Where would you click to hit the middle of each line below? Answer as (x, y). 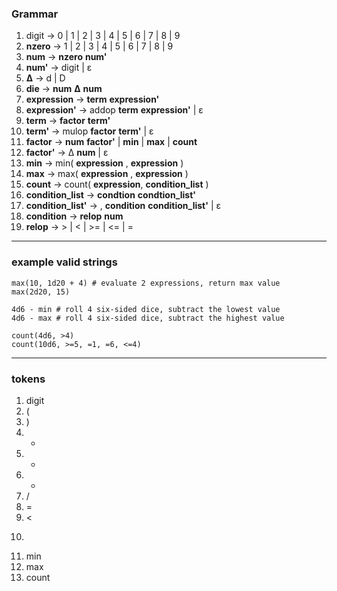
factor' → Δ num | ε (67, 153)
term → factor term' (68, 121)
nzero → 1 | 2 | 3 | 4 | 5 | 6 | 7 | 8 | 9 (99, 46)
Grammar (35, 14)
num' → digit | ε (59, 68)
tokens (28, 379)
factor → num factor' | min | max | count (111, 142)
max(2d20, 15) (41, 292)
